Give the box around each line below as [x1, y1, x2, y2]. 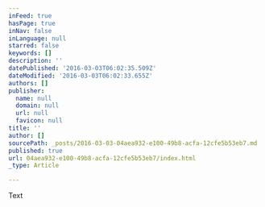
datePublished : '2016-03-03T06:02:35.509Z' [8, 64, 157, 72]
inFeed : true [8, 11, 52, 20]
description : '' [8, 57, 63, 65]
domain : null [15, 101, 60, 110]
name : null [15, 94, 52, 102]
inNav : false [8, 27, 52, 35]
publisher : [8, 86, 45, 95]
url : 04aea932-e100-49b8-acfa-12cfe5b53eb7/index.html [8, 154, 197, 162]
